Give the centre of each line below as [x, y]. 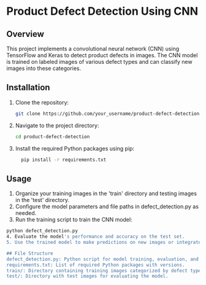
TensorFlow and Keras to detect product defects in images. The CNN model [102, 55]
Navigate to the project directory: [57, 125]
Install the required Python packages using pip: [75, 148]
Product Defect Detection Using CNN [102, 11]
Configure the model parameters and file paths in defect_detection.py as [107, 206]
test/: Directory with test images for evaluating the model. [87, 276]
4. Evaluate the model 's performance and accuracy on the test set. [96, 237]
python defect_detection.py [42, 231]
